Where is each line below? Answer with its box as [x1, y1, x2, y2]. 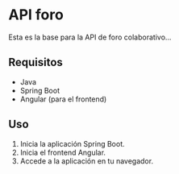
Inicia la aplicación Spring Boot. [19, 139, 125, 148]
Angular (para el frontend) [19, 94, 107, 104]
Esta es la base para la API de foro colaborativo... [8, 32, 172, 42]
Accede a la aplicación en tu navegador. [19, 155, 154, 166]
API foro [8, 6, 65, 24]
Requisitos [8, 56, 63, 69]
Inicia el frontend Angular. [19, 147, 106, 157]
